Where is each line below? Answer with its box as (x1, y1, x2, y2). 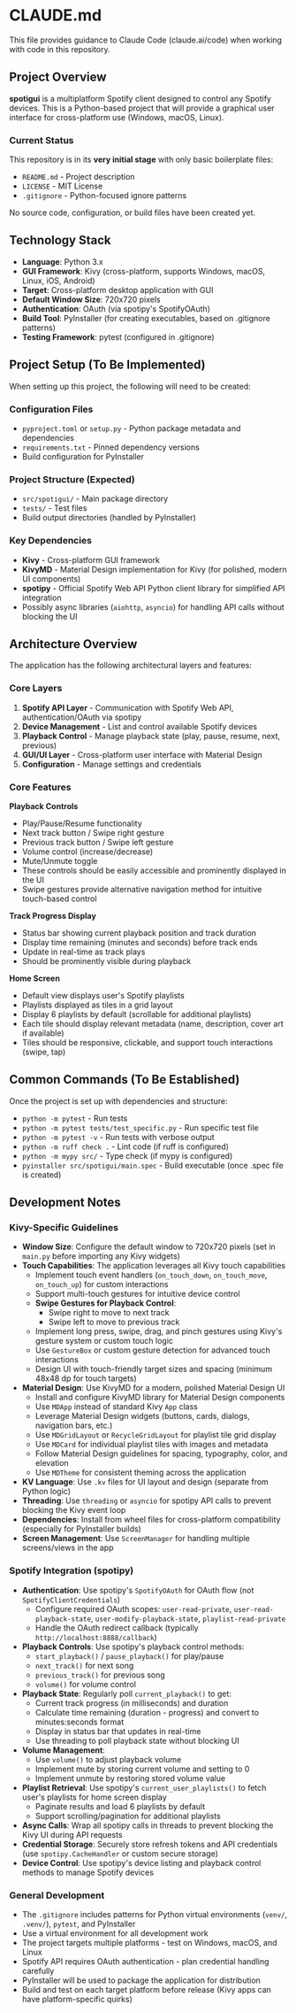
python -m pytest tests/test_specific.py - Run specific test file (21, 1122, 259, 1133)
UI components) (21, 573, 81, 584)
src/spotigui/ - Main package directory (21, 493, 169, 505)
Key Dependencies (9, 535, 93, 547)
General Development (9, 1889, 105, 1901)
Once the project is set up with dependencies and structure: (9, 1095, 228, 1107)
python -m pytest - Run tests (21, 1113, 128, 1123)
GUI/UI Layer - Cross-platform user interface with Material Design (21, 749, 262, 760)
